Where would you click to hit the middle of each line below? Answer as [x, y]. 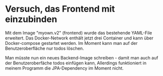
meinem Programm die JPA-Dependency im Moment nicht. [64, 68]
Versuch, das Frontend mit [60, 9]
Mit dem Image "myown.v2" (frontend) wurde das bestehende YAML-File [79, 33]
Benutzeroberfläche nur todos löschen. [45, 48]
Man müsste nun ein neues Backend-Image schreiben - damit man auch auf [81, 57]
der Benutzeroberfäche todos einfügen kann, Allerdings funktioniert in [76, 63]
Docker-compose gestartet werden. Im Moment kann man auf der [71, 43]
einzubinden [31, 19]
